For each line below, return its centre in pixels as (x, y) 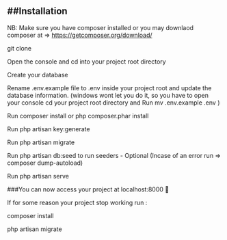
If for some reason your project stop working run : (77, 202)
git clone (19, 48)
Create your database (38, 75)
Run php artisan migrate (41, 142)
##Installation (37, 11)
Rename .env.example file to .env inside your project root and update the (109, 88)
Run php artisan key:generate (49, 129)
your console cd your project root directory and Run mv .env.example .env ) (113, 103)
